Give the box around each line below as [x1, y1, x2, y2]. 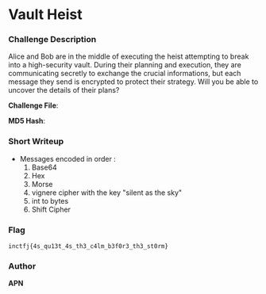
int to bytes [31, 196, 69, 205]
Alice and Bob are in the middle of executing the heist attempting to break [8, 52, 249, 61]
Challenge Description [8, 34, 97, 45]
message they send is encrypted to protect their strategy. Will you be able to [8, 77, 259, 86]
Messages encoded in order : [19, 154, 117, 163]
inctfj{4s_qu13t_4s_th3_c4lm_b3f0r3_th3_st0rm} [8, 242, 169, 250]
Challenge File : [8, 101, 59, 110]
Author [8, 261, 37, 271]
